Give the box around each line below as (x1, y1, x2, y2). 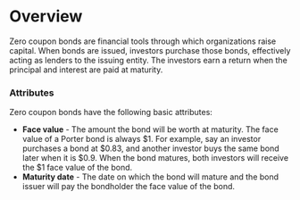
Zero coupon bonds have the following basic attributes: (9, 107, 212, 118)
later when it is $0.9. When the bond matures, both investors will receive (21, 153, 288, 163)
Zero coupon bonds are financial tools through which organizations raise (9, 36, 277, 46)
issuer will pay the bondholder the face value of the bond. (21, 181, 235, 192)
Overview (9, 6, 83, 27)
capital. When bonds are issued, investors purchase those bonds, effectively (9, 45, 291, 55)
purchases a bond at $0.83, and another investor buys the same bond (21, 143, 279, 154)
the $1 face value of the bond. (21, 162, 133, 173)
